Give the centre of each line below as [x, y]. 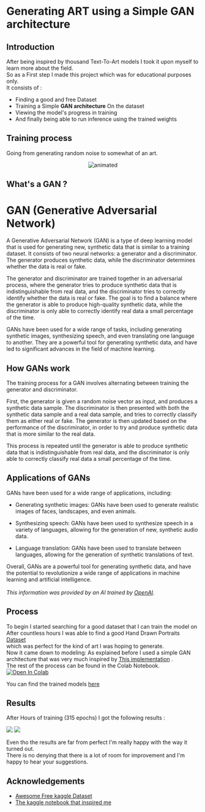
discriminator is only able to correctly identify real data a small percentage [100, 311]
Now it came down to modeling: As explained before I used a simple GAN [99, 652]
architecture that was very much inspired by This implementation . [90, 659]
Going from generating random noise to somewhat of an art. [82, 153]
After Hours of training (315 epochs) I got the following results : [86, 718]
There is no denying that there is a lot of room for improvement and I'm [96, 756]
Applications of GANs [48, 478]
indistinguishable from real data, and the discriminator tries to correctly [96, 292]
